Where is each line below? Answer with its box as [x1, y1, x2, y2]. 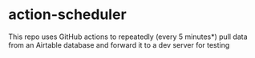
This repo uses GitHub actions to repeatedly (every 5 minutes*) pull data [8, 32, 248, 41]
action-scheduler [8, 6, 127, 24]
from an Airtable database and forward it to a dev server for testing [8, 40, 230, 49]
